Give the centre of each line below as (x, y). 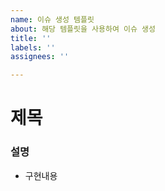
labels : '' (33, 47)
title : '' (31, 38)
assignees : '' (40, 57)
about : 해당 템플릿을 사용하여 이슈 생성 (83, 29)
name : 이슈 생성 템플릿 (52, 19)
